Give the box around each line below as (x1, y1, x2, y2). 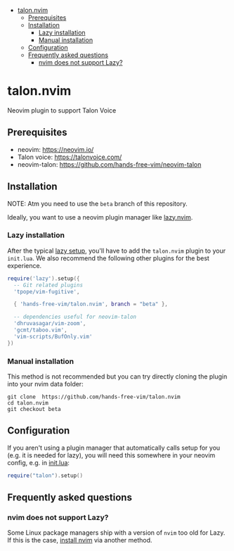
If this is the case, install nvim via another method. (7, 536, 152, 545)
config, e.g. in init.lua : (7, 458, 70, 467)
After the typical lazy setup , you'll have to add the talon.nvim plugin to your (7, 246, 226, 255)
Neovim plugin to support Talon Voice (7, 106, 117, 115)
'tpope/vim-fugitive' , (13, 288, 80, 295)
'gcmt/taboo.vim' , (13, 327, 68, 334)
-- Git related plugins (13, 281, 83, 289)
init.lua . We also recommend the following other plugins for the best (7, 253, 209, 262)
